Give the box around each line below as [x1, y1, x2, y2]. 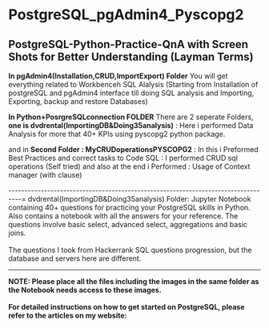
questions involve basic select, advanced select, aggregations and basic [8, 220, 248, 229]
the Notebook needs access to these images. [8, 286, 162, 294]
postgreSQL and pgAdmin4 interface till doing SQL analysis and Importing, [8, 88, 255, 98]
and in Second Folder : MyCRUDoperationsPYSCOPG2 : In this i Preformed [8, 145, 259, 154]
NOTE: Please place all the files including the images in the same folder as [8, 277, 259, 286]
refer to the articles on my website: [8, 310, 127, 320]
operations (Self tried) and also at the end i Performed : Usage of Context [8, 162, 251, 171]
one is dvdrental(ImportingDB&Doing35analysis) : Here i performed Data [8, 121, 254, 130]
